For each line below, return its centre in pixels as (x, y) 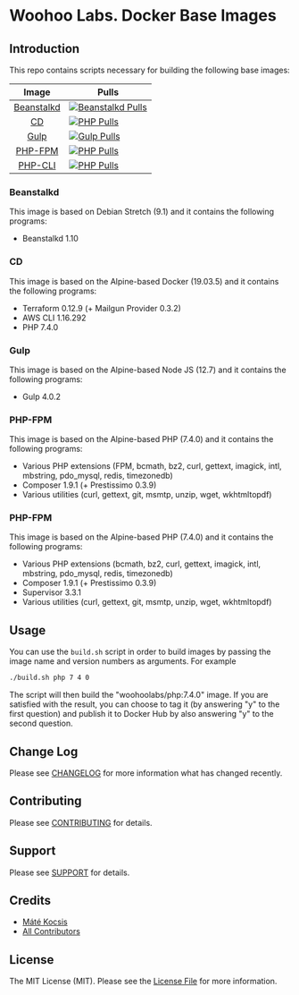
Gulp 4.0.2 (41, 396)
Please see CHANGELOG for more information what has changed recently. (146, 773)
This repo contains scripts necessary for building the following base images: (149, 70)
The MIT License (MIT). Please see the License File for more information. (143, 982)
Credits (30, 901)
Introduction (45, 49)
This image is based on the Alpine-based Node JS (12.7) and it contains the (148, 370)
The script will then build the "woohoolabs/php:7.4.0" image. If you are (139, 695)
